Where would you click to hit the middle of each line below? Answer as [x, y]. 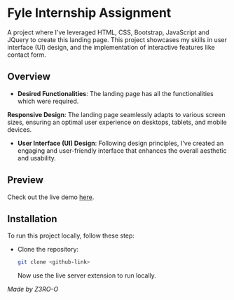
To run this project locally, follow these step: [71, 236]
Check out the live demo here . [51, 197]
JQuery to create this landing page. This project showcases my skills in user [117, 39]
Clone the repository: [48, 250]
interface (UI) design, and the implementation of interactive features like [111, 47]
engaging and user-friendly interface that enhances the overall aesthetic [122, 150]
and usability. [36, 158]
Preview [26, 180]
